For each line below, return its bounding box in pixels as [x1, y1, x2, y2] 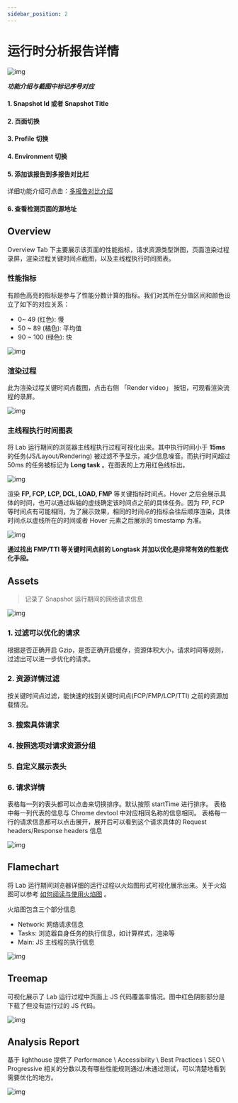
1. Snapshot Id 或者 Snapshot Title [7, 99, 109, 108]
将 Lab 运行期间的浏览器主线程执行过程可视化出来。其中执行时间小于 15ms [7, 443, 225, 452]
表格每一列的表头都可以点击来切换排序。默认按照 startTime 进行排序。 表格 [7, 800, 227, 808]
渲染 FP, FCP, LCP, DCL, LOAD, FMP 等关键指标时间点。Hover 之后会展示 [7, 489, 220, 498]
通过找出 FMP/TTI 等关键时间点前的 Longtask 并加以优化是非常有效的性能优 [7, 545, 229, 554]
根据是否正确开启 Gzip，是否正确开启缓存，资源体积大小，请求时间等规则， [7, 646, 228, 654]
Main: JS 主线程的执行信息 [17, 938, 95, 946]
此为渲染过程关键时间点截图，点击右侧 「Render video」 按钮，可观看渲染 [7, 384, 224, 392]
